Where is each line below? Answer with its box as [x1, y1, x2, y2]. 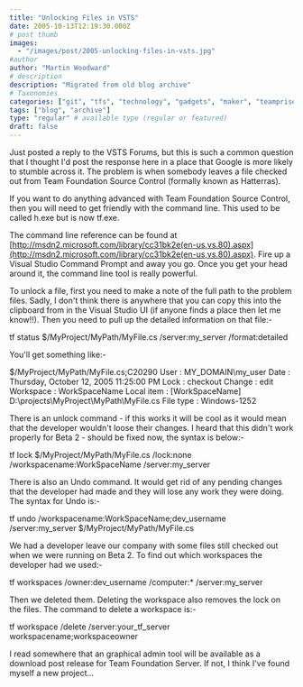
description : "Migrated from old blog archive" [9, 80, 192, 89]
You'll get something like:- [9, 349, 106, 360]
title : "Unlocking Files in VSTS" [9, 13, 140, 23]
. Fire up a [252, 249, 291, 260]
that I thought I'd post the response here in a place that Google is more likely [9, 157, 293, 167]
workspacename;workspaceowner [9, 631, 138, 641]
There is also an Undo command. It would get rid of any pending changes [9, 477, 282, 487]
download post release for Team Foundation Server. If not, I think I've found [9, 658, 290, 668]
